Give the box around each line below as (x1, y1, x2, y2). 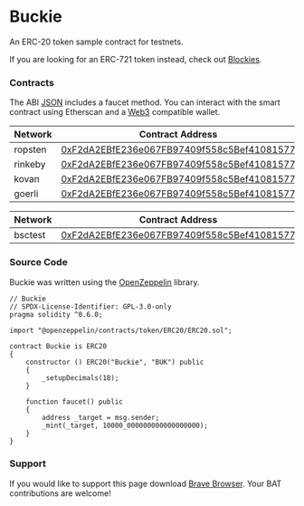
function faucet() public (25, 396, 124, 406)
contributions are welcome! (9, 487, 111, 499)
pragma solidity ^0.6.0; (9, 310, 103, 319)
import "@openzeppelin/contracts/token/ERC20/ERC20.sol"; (9, 326, 233, 335)
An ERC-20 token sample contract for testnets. (9, 36, 184, 47)
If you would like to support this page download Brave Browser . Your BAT (9, 478, 282, 489)
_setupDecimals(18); (42, 373, 119, 382)
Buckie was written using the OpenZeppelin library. (9, 276, 200, 287)
